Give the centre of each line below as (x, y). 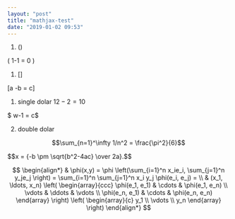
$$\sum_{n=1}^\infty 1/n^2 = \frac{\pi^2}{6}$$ (119, 143)
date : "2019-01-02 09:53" (45, 27)
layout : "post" (30, 14)
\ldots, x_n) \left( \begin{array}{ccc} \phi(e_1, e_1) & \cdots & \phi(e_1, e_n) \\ (119, 185)
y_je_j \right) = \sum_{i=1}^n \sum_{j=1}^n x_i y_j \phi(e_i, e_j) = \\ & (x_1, (119, 178)
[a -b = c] (21, 88)
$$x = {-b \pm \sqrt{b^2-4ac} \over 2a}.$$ (70, 157)
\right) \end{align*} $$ (119, 208)
